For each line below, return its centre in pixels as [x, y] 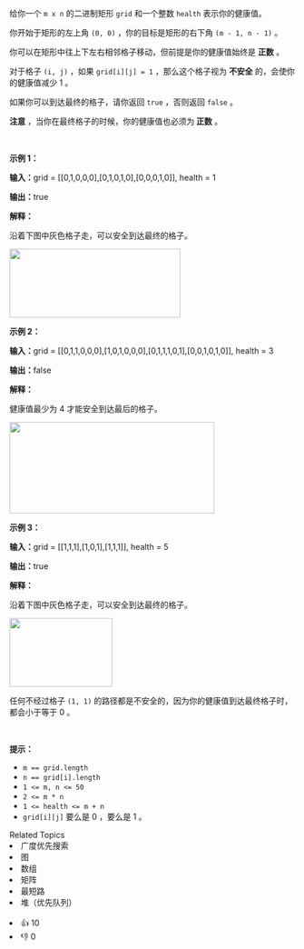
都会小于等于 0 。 [42, 712]
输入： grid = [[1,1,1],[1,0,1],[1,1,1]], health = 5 [89, 547]
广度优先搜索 [45, 845]
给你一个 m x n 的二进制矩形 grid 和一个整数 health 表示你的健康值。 [138, 13]
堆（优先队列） [49, 902]
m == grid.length [55, 768]
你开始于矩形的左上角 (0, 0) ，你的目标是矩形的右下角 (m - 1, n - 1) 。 [146, 33]
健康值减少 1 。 [45, 83]
